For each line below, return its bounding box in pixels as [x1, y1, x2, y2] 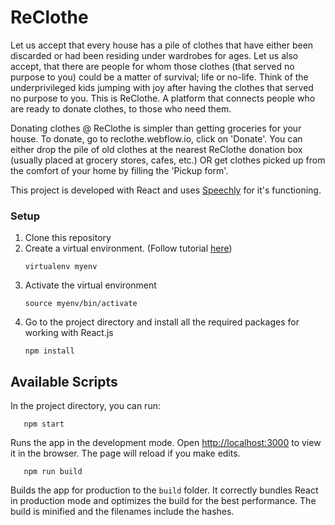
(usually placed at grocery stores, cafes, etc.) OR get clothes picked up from [10, 154, 326, 166]
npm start [23, 419, 65, 430]
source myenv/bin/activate [24, 299, 138, 309]
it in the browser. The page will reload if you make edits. [10, 447, 241, 460]
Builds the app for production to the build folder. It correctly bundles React [10, 484, 319, 496]
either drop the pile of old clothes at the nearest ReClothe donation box [10, 143, 303, 155]
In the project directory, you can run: [10, 400, 161, 412]
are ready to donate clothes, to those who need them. [10, 102, 232, 115]
